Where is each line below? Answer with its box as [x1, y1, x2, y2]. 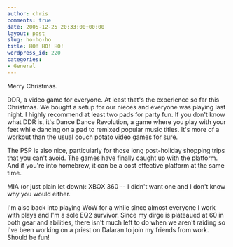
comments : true [7, 17, 52, 24]
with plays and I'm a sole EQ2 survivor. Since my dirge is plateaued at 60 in [7, 211, 224, 219]
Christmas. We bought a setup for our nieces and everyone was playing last [7, 102, 226, 111]
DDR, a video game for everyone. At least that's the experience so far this [7, 95, 220, 104]
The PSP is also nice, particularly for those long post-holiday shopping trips [7, 146, 225, 154]
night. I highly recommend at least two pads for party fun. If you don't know [7, 110, 225, 119]
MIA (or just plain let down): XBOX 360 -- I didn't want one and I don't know [7, 182, 226, 190]
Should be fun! [7, 233, 50, 241]
